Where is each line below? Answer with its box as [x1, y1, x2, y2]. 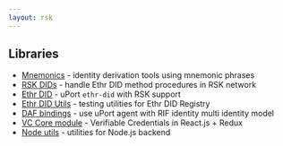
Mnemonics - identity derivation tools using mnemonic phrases [21, 70, 255, 81]
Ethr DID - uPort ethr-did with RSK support [21, 89, 181, 99]
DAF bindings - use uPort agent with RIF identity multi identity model [21, 108, 275, 119]
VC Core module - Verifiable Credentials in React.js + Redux [21, 117, 244, 128]
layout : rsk [8, 13, 53, 22]
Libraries [8, 47, 59, 62]
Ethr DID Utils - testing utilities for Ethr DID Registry [21, 99, 210, 109]
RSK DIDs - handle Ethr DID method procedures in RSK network [21, 80, 257, 90]
